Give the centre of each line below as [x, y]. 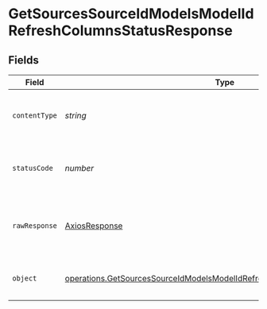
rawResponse [35, 226]
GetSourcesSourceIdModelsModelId [131, 14]
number [79, 168]
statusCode [33, 168]
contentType [35, 116]
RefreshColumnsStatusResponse [120, 31]
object [25, 278]
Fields [24, 60]
